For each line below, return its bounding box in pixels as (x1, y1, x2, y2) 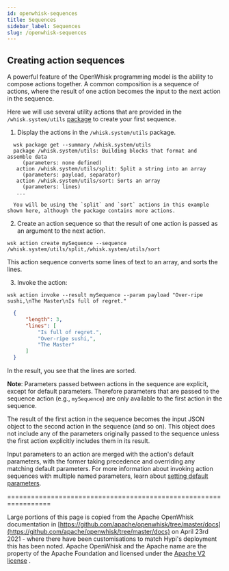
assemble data (7, 153, 48, 161)
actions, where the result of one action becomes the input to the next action (7, 87, 221, 96)
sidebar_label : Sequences (7, 23, 81, 29)
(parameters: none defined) (22, 160, 103, 166)
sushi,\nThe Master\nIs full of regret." (7, 298, 127, 305)
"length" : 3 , (25, 316, 63, 322)
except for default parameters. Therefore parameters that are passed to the (7, 388, 220, 396)
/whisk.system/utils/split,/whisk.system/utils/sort (7, 246, 161, 253)
